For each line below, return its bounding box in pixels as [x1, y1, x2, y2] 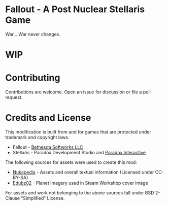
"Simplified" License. [21, 195, 65, 201]
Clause [5, 195, 20, 201]
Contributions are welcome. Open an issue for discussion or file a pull [5, 89, 151, 95]
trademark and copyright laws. [5, 134, 70, 140]
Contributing [5, 72, 60, 84]
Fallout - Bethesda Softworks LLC [12, 144, 83, 150]
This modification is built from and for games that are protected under [5, 129, 151, 135]
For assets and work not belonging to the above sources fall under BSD [5, 190, 154, 196]
